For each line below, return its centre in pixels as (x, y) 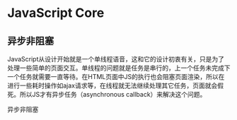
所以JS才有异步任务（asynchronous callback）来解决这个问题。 (113, 94)
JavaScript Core (56, 13)
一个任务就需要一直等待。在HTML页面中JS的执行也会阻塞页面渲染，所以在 (116, 77)
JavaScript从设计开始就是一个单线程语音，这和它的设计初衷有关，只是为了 (116, 59)
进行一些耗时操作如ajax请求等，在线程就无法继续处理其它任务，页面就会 (112, 85)
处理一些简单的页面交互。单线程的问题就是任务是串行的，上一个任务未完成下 (119, 68)
